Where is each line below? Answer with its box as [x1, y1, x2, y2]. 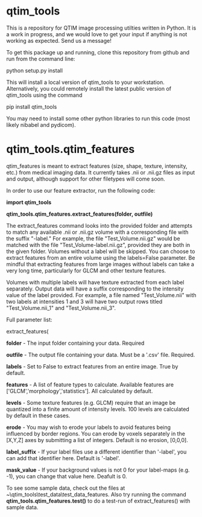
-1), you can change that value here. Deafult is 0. [6, 472, 128, 480]
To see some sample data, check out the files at [6, 484, 125, 492]
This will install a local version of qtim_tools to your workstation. [6, 79, 165, 86]
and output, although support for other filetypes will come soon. [6, 175, 166, 182]
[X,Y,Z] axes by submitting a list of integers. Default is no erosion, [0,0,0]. [6, 436, 189, 443]
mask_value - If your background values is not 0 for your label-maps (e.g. [6, 466, 190, 474]
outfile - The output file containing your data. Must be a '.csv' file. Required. [6, 351, 195, 358]
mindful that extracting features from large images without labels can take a [6, 260, 195, 268]
